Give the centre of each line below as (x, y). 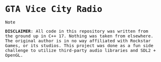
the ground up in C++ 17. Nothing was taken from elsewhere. (79, 36)
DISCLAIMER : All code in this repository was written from (77, 31)
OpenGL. (14, 55)
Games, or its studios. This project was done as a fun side (79, 45)
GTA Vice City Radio (54, 9)
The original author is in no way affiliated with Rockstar (78, 41)
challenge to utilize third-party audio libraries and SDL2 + (80, 50)
